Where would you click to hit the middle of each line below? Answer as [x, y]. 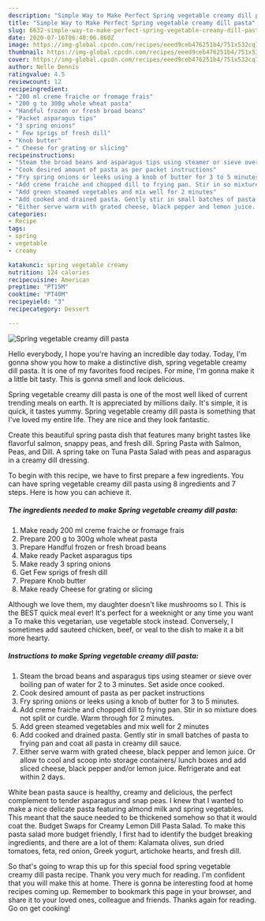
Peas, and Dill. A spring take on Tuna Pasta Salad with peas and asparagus [130, 451]
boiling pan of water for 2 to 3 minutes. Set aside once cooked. [122, 684]
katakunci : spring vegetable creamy [68, 265]
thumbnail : [26, 52]
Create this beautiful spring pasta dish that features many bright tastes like [129, 435]
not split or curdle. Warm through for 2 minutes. [97, 718]
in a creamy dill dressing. [49, 460]
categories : [28, 214]
